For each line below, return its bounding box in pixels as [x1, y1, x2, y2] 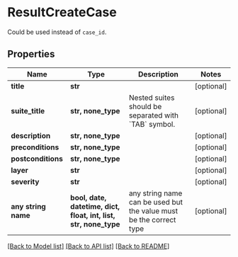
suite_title [11, 105, 45, 115]
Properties [7, 48, 55, 60]
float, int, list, [70, 210, 115, 220]
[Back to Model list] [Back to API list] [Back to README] [7, 241, 170, 250]
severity [11, 176, 40, 186]
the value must [128, 206, 178, 216]
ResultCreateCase [7, 4, 117, 21]
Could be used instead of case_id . [7, 28, 107, 36]
